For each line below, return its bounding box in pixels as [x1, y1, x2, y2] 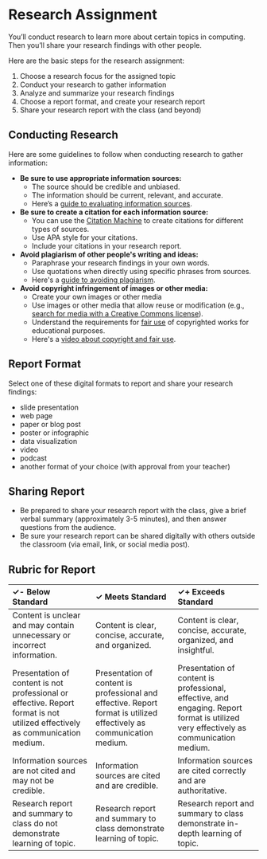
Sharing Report [8, 484, 85, 498]
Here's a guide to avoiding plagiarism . [31, 275, 157, 284]
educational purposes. [31, 325, 106, 335]
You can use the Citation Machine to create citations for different [31, 215, 244, 225]
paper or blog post [19, 419, 81, 429]
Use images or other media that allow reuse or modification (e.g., [31, 300, 245, 310]
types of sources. [31, 224, 90, 233]
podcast [19, 453, 48, 463]
